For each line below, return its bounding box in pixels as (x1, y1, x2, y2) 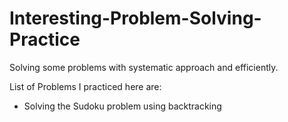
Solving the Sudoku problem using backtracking (23, 100, 222, 112)
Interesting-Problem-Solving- (9, 7, 262, 30)
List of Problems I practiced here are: (9, 80, 162, 92)
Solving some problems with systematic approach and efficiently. (9, 61, 279, 73)
